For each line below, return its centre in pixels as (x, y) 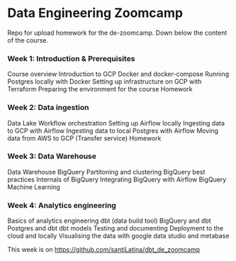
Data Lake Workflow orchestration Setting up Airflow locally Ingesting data (116, 123)
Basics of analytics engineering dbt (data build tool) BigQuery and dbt (109, 221)
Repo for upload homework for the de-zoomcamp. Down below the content (117, 33)
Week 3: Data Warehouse (52, 156)
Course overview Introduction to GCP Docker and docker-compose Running (118, 74)
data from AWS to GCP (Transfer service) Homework (84, 138)
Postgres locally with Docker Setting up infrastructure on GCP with (105, 82)
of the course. (28, 40)
